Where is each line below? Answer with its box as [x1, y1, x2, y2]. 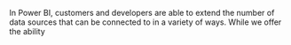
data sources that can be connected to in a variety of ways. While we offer [9, 17, 282, 27]
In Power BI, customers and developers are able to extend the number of [9, 8, 275, 18]
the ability [9, 26, 46, 36]
